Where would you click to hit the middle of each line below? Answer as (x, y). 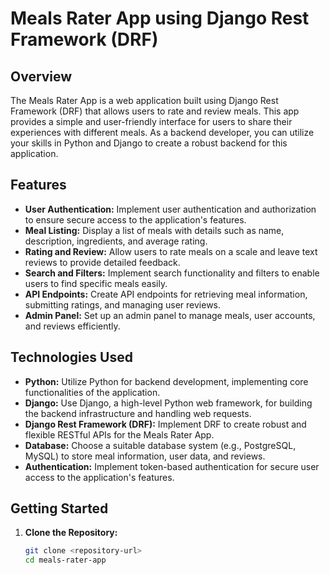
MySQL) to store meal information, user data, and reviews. (145, 456)
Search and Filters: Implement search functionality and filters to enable (172, 273)
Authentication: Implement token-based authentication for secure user (172, 466)
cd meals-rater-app (65, 560)
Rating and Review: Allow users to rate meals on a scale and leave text (171, 251)
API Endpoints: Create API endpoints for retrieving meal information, (166, 294)
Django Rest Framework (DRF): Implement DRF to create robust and (165, 424)
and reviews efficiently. (72, 326)
